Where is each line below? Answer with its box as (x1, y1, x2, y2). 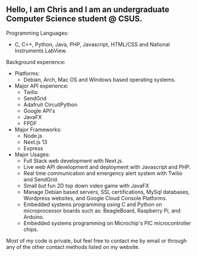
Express (23, 144, 44, 151)
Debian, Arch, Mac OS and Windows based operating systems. (23, 76, 176, 83)
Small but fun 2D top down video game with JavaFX (23, 182, 149, 189)
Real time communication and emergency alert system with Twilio (23, 170, 183, 177)
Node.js (23, 132, 43, 139)
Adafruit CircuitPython (23, 101, 78, 108)
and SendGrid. (23, 176, 59, 183)
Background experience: (6, 58, 66, 65)
